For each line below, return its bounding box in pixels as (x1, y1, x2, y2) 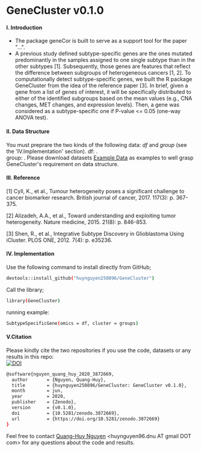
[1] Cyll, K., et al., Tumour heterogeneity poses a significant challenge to (6, 187, 185, 194)
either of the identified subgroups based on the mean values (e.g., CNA (14, 94, 193, 102)
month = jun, (11, 388, 63, 394)
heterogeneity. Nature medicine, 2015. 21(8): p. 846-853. (6, 218, 147, 226)
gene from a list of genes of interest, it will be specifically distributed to (14, 88, 191, 96)
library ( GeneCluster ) (6, 297, 61, 304)
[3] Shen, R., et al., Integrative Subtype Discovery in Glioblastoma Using (6, 230, 185, 237)
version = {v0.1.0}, (11, 404, 77, 411)
